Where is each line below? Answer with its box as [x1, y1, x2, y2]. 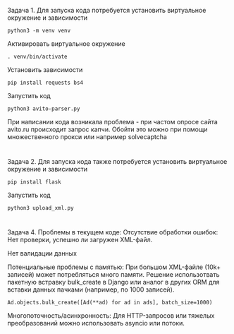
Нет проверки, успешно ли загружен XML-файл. [7, 236, 153, 244]
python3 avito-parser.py [7, 105, 80, 112]
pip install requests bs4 [7, 79, 83, 86]
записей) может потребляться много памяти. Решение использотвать [7, 270, 220, 279]
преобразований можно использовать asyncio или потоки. [7, 319, 185, 328]
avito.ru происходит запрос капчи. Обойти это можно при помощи [7, 125, 208, 133]
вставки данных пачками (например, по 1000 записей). [7, 285, 175, 294]
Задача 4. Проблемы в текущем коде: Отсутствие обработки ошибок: [7, 228, 218, 237]
